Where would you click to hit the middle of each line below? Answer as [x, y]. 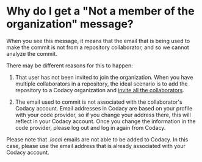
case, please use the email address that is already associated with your [96, 146]
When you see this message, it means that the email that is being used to [98, 41]
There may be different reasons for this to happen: [70, 66]
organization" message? [70, 24]
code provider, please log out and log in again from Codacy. [90, 127]
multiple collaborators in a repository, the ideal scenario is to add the [101, 84]
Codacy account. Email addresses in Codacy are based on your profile [104, 108]
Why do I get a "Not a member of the [100, 11]
